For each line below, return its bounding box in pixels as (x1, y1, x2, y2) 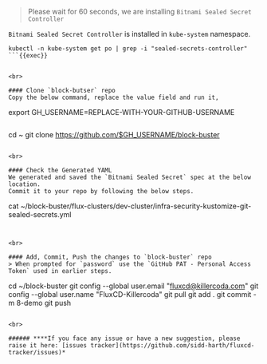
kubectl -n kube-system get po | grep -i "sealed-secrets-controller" (8, 45, 248, 53)
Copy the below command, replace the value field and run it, (8, 93, 219, 101)
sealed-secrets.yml (8, 210, 72, 219)
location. (8, 180, 41, 188)
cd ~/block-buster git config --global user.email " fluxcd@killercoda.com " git (8, 281, 259, 291)
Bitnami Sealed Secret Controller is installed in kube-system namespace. (8, 30, 251, 38)
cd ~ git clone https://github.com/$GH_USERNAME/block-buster (8, 130, 221, 139)
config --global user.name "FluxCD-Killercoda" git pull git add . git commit (8, 290, 252, 299)
